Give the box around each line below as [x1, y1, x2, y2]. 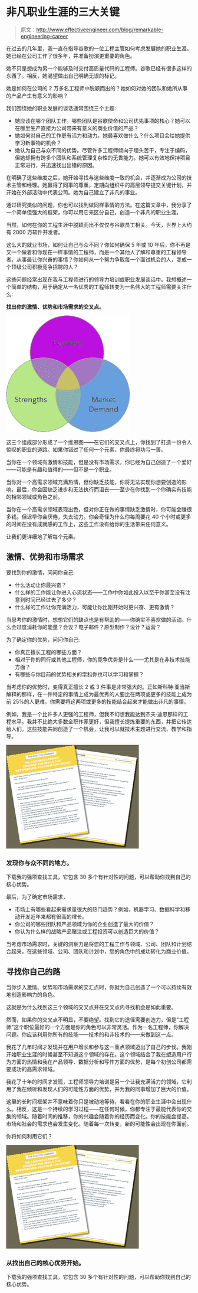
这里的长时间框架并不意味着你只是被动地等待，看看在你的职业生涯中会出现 [6, 1098, 187, 1105]
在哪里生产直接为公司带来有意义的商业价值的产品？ [14, 125, 139, 132]
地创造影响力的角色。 [6, 991, 58, 998]
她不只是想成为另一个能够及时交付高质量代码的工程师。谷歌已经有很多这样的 [6, 64, 192, 71]
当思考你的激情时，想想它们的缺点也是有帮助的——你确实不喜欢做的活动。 [6, 616, 187, 623]
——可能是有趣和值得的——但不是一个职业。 [6, 466, 115, 473]
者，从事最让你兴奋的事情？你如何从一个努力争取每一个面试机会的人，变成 [6, 256, 187, 263]
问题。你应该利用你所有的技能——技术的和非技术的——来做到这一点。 [6, 1031, 177, 1038]
